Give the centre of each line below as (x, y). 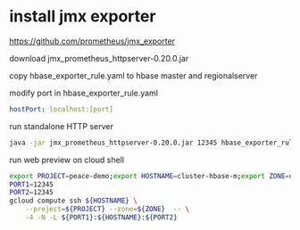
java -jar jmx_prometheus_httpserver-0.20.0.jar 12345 (113, 143)
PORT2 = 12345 (31, 193)
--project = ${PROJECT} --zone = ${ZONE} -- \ (108, 209)
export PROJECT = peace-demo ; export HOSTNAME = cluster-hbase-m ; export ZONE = (150, 176)
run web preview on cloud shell (67, 160)
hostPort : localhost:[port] (62, 109)
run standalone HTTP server (61, 126)
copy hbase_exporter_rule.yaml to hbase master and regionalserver (133, 75)
